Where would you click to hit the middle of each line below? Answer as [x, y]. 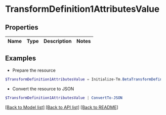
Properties [22, 27]
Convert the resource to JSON [43, 89]
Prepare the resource [34, 70]
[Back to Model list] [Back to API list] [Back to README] [62, 107]
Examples [21, 58]
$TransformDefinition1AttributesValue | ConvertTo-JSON [64, 98]
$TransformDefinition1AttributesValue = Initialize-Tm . [64, 79]
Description [58, 41]
